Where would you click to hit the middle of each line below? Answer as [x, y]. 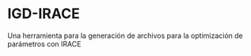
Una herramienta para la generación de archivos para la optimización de [125, 35]
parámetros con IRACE [44, 43]
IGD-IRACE [44, 14]
